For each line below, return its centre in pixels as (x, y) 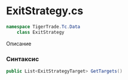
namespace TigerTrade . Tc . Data (43, 27)
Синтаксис (23, 59)
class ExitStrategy (41, 32)
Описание (19, 43)
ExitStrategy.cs (45, 11)
